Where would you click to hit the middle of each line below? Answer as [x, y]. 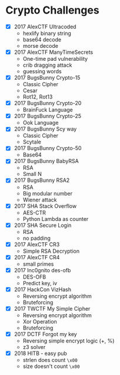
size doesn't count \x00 [51, 366]
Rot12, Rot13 [38, 97]
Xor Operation [40, 321]
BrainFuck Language [48, 110]
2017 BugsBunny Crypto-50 [48, 148]
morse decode [40, 46]
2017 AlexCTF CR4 [37, 257]
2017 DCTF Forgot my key [45, 334]
